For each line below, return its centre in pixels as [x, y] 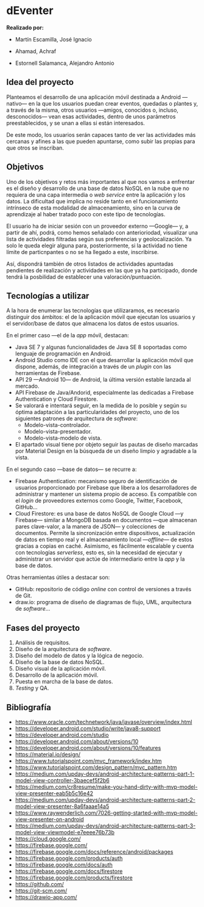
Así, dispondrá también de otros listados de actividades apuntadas [90, 264]
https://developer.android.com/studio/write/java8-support [88, 728]
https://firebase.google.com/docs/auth [64, 865]
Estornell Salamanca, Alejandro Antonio [65, 63]
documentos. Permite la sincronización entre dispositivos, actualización [105, 533]
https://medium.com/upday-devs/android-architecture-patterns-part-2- [105, 800]
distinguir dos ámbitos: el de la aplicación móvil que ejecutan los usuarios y [101, 317]
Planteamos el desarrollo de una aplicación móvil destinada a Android [94, 97]
